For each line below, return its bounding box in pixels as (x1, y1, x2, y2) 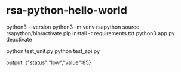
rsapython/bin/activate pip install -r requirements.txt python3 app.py (6, 29, 175, 36)
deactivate (6, 36, 32, 43)
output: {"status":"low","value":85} (6, 59, 91, 66)
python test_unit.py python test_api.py (6, 47, 100, 54)
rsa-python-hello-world (6, 4, 127, 17)
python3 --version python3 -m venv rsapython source (6, 23, 140, 30)
